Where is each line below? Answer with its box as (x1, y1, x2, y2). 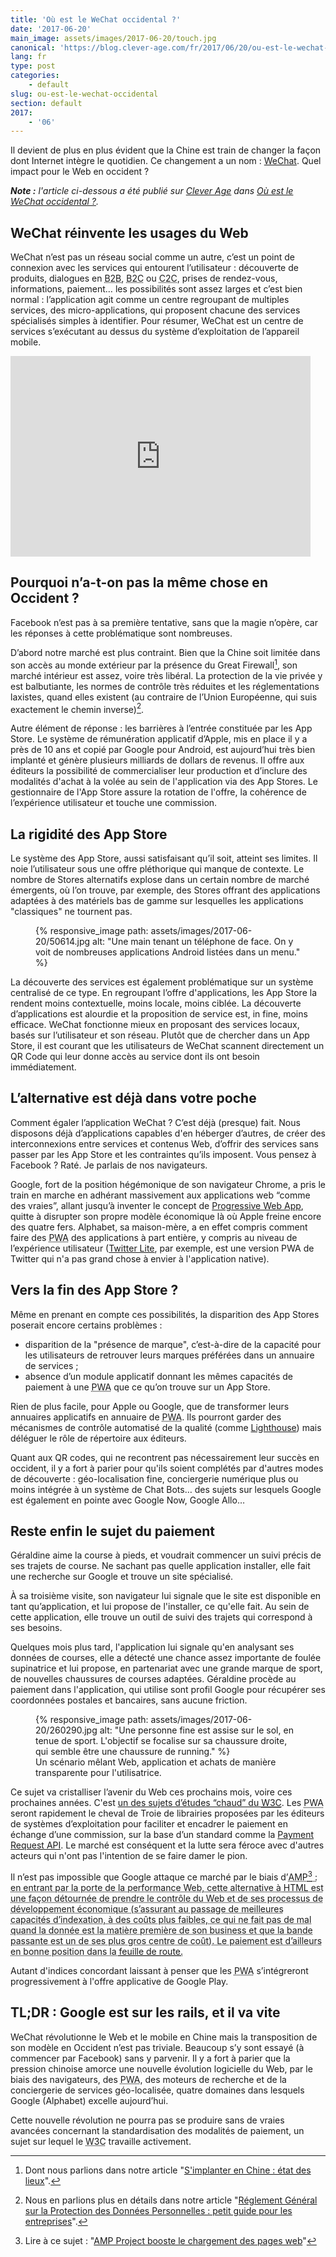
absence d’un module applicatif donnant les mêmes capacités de (24, 1370, 294, 1382)
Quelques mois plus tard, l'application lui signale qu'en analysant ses (10, 1641, 295, 1653)
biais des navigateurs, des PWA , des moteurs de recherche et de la (10, 2073, 287, 2085)
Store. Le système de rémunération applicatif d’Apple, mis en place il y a (10, 733, 308, 745)
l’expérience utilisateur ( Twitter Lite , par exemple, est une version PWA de (10, 1242, 315, 1254)
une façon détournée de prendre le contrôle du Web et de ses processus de (10, 1892, 324, 1905)
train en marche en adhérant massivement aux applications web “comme (10, 1189, 311, 1201)
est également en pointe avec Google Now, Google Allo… (10, 1494, 245, 1506)
